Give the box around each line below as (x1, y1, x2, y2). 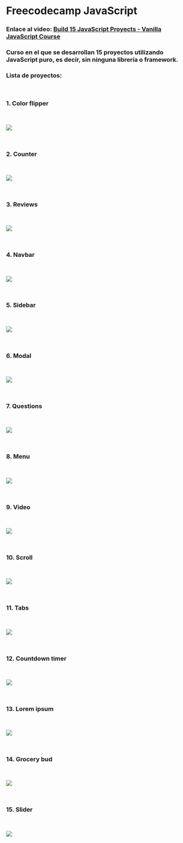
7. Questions (6, 402, 42, 410)
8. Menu (6, 453, 30, 461)
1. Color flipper (6, 99, 49, 108)
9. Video (6, 503, 30, 511)
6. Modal (6, 352, 32, 360)
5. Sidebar (6, 301, 36, 309)
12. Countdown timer (6, 654, 67, 663)
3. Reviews (6, 200, 38, 208)
